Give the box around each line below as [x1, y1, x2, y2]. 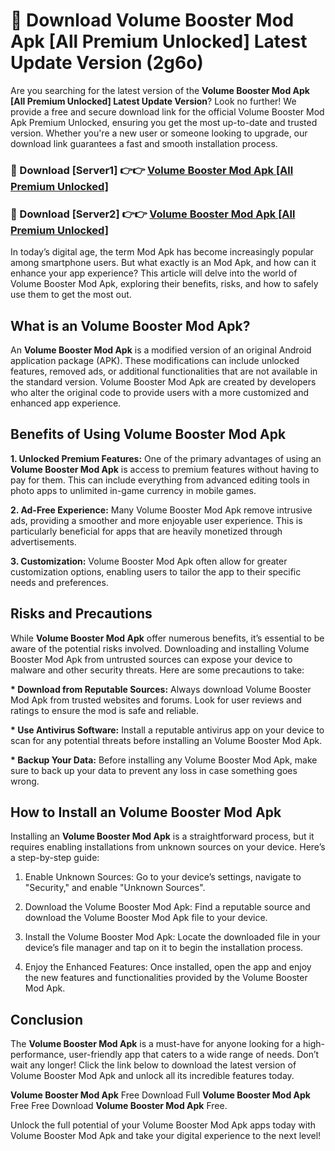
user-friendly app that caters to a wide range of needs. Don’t [68, 1049, 320, 1061]
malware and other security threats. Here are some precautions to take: [10, 664, 305, 676]
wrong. [10, 775, 40, 787]
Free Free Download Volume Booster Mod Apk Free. [10, 1100, 228, 1112]
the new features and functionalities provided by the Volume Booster [24, 972, 308, 984]
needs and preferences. [10, 576, 109, 588]
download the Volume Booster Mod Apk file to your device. [24, 912, 268, 924]
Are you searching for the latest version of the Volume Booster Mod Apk [10, 84, 310, 96]
